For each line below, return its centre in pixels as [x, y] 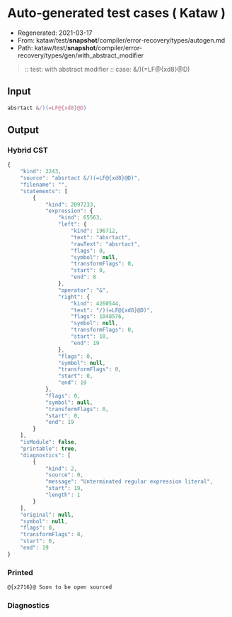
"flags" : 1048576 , [98, 317]
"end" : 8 [83, 277]
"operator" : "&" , [83, 290]
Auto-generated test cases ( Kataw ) [117, 13]
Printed [20, 572]
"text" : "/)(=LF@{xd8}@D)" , [112, 310]
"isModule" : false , [49, 442]
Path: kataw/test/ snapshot [57, 48]
